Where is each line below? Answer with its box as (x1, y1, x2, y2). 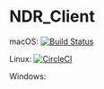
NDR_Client (9, 6, 96, 27)
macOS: (9, 36, 39, 47)
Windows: (9, 70, 47, 82)
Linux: (9, 53, 32, 64)
